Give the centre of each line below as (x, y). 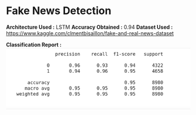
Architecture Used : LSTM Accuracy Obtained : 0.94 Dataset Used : (90, 27)
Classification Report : (34, 45)
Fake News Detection (59, 11)
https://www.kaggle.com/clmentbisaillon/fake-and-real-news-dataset (90, 33)
